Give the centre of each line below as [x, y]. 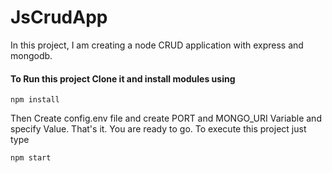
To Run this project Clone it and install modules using [123, 78]
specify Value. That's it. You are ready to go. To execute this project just [158, 129]
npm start [31, 158]
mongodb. [31, 55]
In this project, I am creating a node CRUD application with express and [157, 45]
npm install [35, 100]
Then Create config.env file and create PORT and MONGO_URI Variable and [166, 118]
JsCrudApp [59, 17]
